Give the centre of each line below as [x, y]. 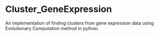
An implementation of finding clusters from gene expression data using [80, 23]
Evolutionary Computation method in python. [52, 28]
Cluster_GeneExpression [59, 9]
